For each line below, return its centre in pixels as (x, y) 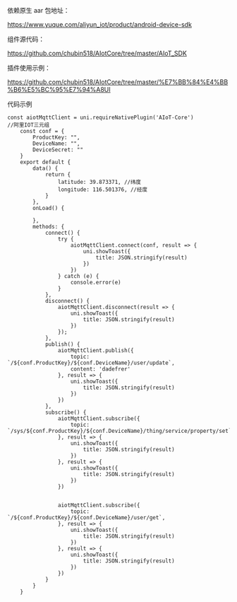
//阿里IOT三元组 (29, 125)
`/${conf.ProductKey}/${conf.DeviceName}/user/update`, (91, 363)
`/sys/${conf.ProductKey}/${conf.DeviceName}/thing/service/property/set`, (121, 431)
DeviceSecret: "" (58, 150)
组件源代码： (26, 39)
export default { (45, 162)
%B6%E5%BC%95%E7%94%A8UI (59, 89)
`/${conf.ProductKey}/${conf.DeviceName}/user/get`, (86, 518)
